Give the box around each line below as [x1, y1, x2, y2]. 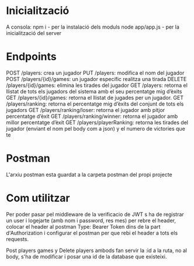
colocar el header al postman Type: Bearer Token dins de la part [6, 223, 161, 230]
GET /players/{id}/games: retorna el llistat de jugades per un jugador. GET [6, 94, 184, 101]
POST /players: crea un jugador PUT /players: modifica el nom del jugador [6, 69, 185, 76]
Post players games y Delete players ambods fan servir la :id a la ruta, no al [6, 247, 188, 254]
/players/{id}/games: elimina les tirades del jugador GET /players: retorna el [6, 82, 188, 89]
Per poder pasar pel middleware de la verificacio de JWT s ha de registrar [6, 211, 184, 218]
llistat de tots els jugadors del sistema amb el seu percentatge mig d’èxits [6, 87, 182, 94]
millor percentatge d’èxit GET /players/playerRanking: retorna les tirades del [6, 118, 189, 126]
